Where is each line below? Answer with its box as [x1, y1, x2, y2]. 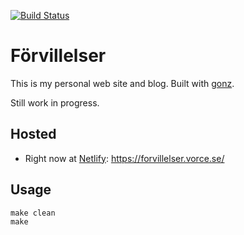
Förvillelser [10, 45, 107, 67]
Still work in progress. [10, 96, 100, 109]
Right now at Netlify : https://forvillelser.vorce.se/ [24, 152, 225, 164]
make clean [10, 208, 56, 218]
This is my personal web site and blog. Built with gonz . [10, 77, 235, 89]
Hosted [10, 126, 57, 143]
